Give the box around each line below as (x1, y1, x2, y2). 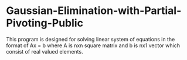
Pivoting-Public (6, 16, 84, 30)
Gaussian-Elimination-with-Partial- (6, 4, 182, 17)
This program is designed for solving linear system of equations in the (6, 36, 175, 43)
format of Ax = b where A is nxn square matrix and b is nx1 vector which (6, 42, 181, 49)
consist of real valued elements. (6, 48, 83, 55)
